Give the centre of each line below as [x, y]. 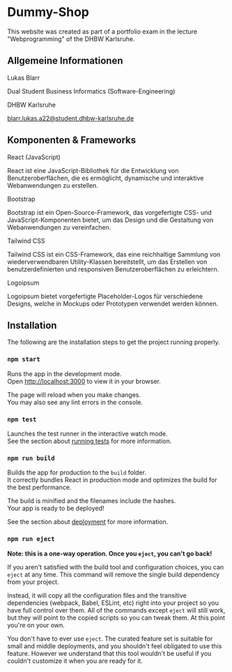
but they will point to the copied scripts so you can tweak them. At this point [116, 618]
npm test [22, 419]
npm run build [31, 458]
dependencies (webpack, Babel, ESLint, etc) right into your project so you [113, 603]
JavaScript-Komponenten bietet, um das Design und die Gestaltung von [110, 220]
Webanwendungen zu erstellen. [53, 185]
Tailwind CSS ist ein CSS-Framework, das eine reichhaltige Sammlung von [114, 254]
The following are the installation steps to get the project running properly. [114, 342]
